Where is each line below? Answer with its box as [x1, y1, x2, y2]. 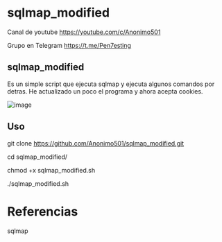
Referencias [7, 203, 78, 219]
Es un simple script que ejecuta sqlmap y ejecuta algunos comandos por [7, 80, 215, 88]
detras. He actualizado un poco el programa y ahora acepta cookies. [7, 87, 203, 95]
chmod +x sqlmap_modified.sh [7, 166, 96, 174]
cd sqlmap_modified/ [7, 153, 68, 161]
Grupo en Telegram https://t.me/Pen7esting [7, 41, 132, 49]
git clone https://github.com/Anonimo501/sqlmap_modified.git [7, 139, 185, 147]
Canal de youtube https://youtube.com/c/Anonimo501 [7, 28, 161, 36]
